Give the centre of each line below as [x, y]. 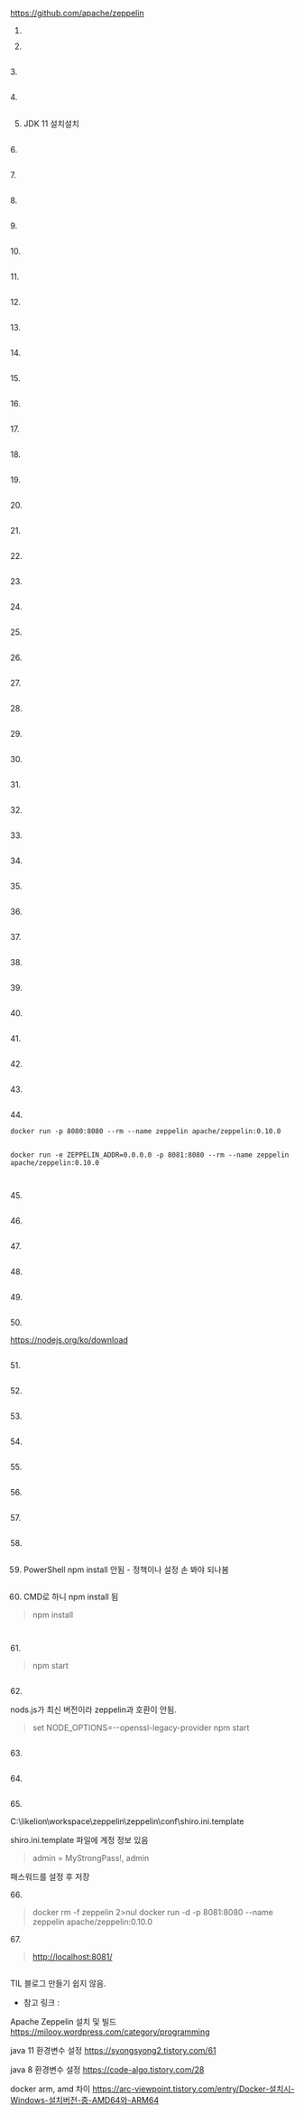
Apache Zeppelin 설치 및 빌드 [64, 2021]
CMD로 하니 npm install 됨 [71, 1597]
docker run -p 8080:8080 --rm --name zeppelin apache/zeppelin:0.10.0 [146, 1132]
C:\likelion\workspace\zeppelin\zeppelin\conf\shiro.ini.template [127, 1821]
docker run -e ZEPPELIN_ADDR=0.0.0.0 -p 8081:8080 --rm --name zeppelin [150, 1155]
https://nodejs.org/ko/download [69, 1340]
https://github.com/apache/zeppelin [77, 13]
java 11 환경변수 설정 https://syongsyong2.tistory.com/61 [113, 2050]
